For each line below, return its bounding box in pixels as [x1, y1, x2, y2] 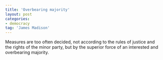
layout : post [5, 12, 32, 17]
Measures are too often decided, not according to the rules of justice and [5, 39, 155, 45]
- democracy [5, 21, 30, 26]
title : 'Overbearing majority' [5, 7, 70, 12]
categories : [5, 16, 30, 21]
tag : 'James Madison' [5, 26, 50, 30]
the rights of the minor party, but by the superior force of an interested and [5, 44, 159, 50]
